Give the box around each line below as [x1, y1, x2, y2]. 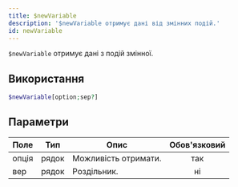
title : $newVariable [8, 11, 78, 20]
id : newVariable [8, 26, 63, 35]
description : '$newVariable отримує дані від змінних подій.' [8, 19, 220, 27]
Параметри [8, 116, 70, 129]
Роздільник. [71, 165, 119, 177]
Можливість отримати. [71, 152, 162, 164]
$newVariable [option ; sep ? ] [8, 93, 99, 101]
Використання [8, 71, 85, 85]
